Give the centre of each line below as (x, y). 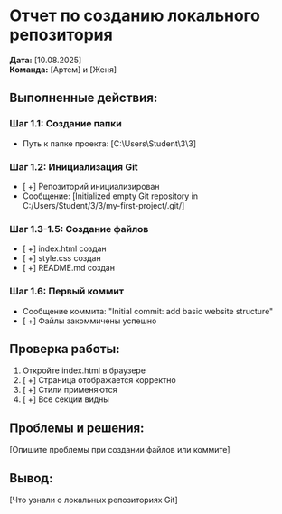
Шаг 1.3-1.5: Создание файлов (79, 229)
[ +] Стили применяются (70, 390)
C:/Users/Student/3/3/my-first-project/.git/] (103, 205)
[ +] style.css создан (61, 258)
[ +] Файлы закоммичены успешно (89, 321)
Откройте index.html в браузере (84, 370)
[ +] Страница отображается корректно (99, 380)
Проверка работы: (65, 349)
